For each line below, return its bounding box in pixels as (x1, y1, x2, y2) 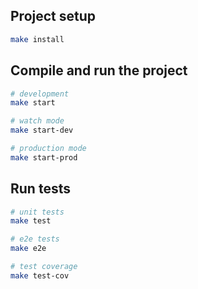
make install (10, 34, 65, 44)
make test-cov (10, 270, 70, 281)
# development (10, 89, 70, 99)
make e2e (10, 244, 47, 254)
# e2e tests (10, 234, 60, 244)
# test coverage (10, 262, 78, 272)
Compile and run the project (10, 62, 188, 79)
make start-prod (10, 152, 78, 163)
